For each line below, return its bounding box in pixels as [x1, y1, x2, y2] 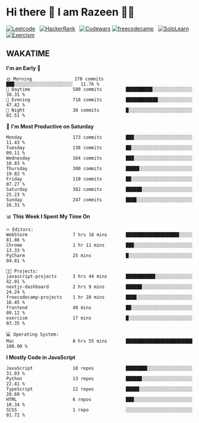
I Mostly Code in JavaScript [6, 353, 76, 361]
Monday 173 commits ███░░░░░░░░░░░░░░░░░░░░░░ [6, 134, 193, 140]
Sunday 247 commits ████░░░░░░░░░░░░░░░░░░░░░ [6, 196, 193, 203]
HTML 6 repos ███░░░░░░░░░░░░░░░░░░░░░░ [6, 396, 193, 402]
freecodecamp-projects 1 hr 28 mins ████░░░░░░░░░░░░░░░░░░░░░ [6, 294, 193, 300]
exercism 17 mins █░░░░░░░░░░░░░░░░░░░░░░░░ [6, 315, 193, 321]
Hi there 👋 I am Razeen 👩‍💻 [6, 5, 135, 19]
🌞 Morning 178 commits [6, 76, 104, 82]
